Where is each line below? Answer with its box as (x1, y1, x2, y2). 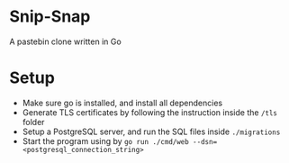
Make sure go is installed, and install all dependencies (22, 97, 223, 108)
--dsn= (192, 137, 218, 146)
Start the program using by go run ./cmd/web (22, 135, 189, 146)
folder (22, 116, 45, 127)
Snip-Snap (9, 6, 91, 27)
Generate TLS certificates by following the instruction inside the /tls (22, 106, 277, 118)
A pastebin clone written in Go (9, 36, 122, 47)
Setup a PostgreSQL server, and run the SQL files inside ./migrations (22, 126, 281, 137)
